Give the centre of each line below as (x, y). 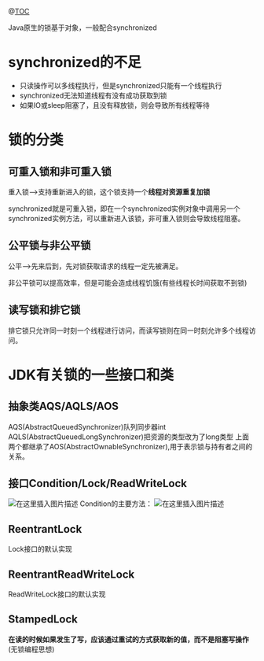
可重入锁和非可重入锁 (60, 171)
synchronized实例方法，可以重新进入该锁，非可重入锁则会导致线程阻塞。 (126, 218)
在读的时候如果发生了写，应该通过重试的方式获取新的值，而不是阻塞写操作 (128, 639)
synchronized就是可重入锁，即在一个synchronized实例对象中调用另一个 (125, 209)
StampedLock (43, 620)
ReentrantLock (45, 529)
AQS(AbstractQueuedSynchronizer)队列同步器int (87, 427)
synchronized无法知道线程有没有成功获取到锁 (93, 95)
